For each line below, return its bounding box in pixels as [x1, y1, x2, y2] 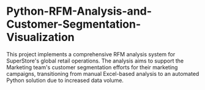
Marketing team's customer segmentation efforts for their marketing [6, 63, 178, 71]
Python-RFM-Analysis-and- [6, 4, 152, 18]
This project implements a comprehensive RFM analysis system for [6, 50, 176, 58]
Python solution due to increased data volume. [6, 77, 124, 84]
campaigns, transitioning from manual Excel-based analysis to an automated [6, 70, 199, 77]
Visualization [6, 31, 75, 44]
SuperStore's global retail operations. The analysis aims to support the [6, 57, 184, 64]
